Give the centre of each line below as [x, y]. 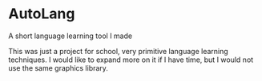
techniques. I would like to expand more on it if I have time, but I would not [131, 60]
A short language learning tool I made [71, 36]
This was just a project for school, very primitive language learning [118, 51]
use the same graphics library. [58, 67]
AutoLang [42, 14]
